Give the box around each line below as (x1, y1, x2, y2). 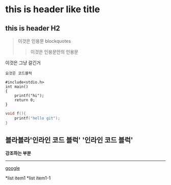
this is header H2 (5, 24, 60, 33)
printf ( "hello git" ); (14, 116, 60, 121)
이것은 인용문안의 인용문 (30, 49, 79, 55)
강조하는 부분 (5, 150, 32, 156)
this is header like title (5, 4, 100, 15)
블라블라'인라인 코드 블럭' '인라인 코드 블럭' (5, 136, 133, 145)
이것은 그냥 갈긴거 (5, 60, 41, 66)
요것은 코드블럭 (5, 71, 32, 76)
